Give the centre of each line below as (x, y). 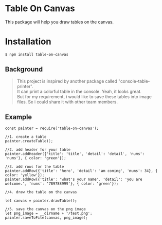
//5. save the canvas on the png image (45, 209)
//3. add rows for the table (35, 166)
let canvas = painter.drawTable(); (41, 200)
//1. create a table (26, 137)
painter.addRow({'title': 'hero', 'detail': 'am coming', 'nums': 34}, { (81, 171)
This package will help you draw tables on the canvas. (59, 22)
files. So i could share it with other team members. (67, 102)
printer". (25, 86)
